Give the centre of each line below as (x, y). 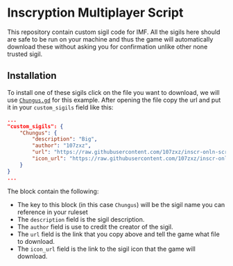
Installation (32, 76)
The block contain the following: (53, 191)
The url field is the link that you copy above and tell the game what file (118, 234)
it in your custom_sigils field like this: (60, 107)
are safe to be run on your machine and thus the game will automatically (110, 39)
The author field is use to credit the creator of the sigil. (95, 227)
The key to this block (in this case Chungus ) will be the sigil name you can (121, 204)
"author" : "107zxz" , (62, 146)
